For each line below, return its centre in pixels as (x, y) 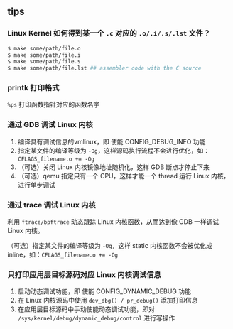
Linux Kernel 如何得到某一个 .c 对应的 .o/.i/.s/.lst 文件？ (109, 33)
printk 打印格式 (33, 88)
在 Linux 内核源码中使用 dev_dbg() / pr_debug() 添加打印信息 (108, 301)
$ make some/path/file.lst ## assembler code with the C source (104, 68)
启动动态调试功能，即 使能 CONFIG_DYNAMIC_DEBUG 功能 (104, 291)
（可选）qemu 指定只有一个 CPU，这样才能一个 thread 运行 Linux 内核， (124, 176)
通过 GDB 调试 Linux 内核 (50, 125)
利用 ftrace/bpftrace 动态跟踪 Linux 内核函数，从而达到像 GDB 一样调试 (113, 222)
